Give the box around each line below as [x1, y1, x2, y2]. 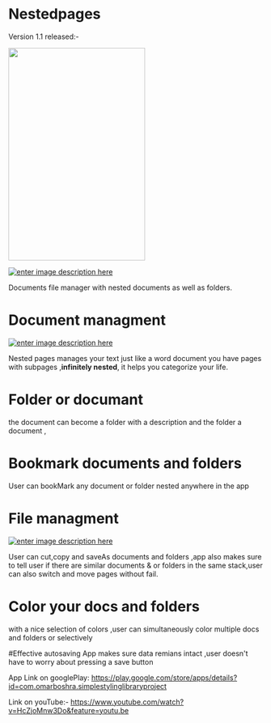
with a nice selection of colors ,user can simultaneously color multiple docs [8, 624, 260, 634]
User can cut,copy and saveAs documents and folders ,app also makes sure [8, 551, 262, 561]
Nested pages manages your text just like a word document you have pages [8, 353, 262, 363]
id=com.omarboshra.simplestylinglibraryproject [8, 681, 167, 691]
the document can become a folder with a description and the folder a [8, 417, 242, 427]
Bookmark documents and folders [8, 454, 243, 472]
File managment [8, 509, 120, 527]
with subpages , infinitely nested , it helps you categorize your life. [8, 362, 229, 372]
